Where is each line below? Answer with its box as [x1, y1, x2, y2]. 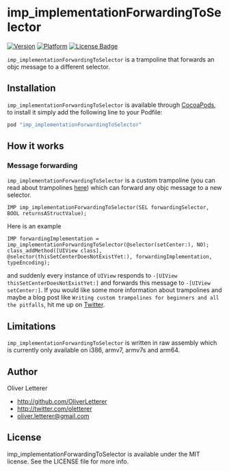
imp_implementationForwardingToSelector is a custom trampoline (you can [7, 176, 215, 184]
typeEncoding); [7, 259, 51, 267]
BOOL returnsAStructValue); [7, 210, 87, 217]
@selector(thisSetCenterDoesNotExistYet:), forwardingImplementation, [7, 254, 213, 261]
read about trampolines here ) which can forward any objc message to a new [7, 184, 222, 192]
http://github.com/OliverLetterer [16, 397, 107, 405]
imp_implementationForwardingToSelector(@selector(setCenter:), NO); [7, 241, 210, 248]
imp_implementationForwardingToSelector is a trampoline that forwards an [7, 55, 215, 63]
